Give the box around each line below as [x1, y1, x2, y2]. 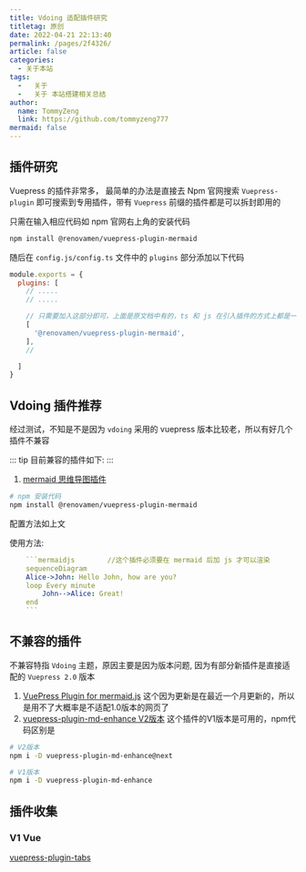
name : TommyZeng [17, 106, 79, 116]
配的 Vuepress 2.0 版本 [9, 671, 96, 682]
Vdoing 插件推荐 [9, 398, 102, 413]
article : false [9, 47, 67, 56]
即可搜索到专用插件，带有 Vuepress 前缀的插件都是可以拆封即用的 [36, 197, 281, 208]
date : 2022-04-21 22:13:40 [9, 30, 112, 39]
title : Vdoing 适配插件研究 [9, 13, 107, 23]
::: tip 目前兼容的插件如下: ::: [9, 454, 114, 465]
